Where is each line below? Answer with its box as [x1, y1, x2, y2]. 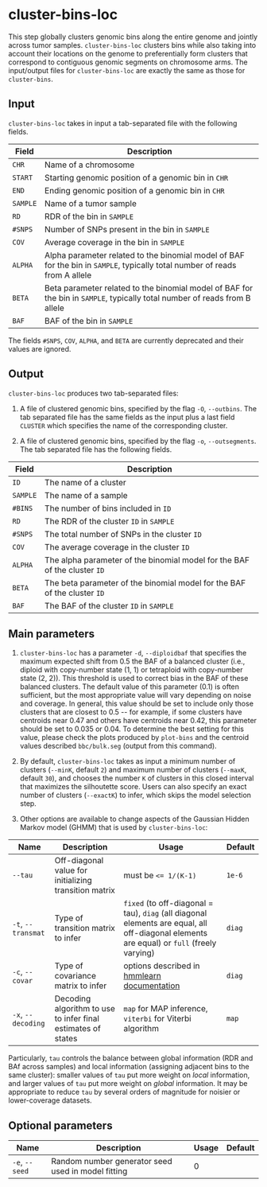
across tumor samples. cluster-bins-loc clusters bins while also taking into [8, 40, 257, 49]
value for [54, 865, 88, 876]
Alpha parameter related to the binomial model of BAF [44, 249, 245, 260]
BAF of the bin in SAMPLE [44, 315, 133, 326]
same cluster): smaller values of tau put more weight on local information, [8, 1070, 250, 1080]
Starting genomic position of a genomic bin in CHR [44, 172, 229, 183]
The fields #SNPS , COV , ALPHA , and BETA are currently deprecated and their [8, 336, 244, 345]
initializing [54, 875, 93, 886]
